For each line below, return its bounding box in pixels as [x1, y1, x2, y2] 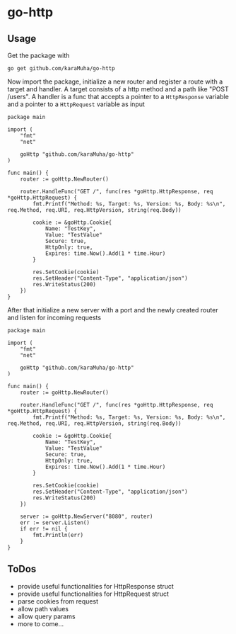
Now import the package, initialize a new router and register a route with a [7, 77, 223, 86]
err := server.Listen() [20, 519, 90, 526]
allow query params [17, 612, 76, 621]
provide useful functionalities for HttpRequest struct [17, 589, 170, 598]
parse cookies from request [17, 596, 99, 606]
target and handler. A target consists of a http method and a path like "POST [7, 85, 229, 93]
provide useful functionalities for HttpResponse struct [17, 582, 175, 590]
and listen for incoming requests [7, 313, 101, 322]
